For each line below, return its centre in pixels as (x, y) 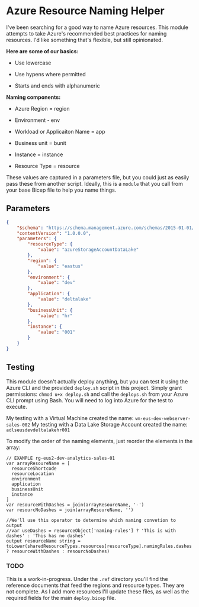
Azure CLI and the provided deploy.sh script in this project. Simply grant (94, 388)
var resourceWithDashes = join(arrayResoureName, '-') (75, 505)
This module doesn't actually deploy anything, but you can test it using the (97, 381)
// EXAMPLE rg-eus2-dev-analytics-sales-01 (61, 458)
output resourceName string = (44, 541)
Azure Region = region (42, 108)
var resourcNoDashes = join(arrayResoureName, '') (70, 510)
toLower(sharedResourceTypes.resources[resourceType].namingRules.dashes (99, 546)
